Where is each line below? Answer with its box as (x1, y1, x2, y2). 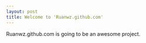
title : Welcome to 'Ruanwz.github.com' (6, 14, 104, 20)
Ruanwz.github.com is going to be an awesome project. (6, 30, 141, 37)
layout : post (6, 8, 38, 15)
